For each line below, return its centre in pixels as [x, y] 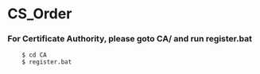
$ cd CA [34, 55]
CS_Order [40, 14]
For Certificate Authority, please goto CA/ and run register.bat [130, 39]
